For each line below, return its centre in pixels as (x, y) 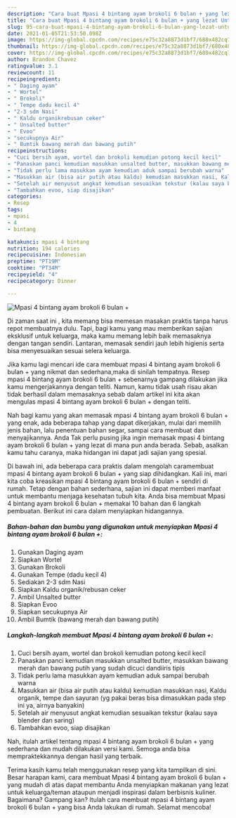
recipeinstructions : (38, 151)
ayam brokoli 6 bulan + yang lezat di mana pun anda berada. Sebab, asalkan (118, 445)
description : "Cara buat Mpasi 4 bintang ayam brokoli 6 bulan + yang (113, 14)
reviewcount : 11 (31, 72)
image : (17, 40)
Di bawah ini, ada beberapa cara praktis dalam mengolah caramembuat (111, 466)
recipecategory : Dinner (42, 281)
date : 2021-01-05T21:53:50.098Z (54, 33)
